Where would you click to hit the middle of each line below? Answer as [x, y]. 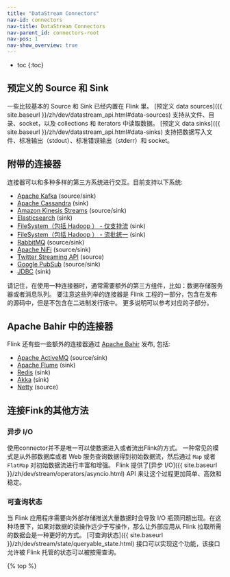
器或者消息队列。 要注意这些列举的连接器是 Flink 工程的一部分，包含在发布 [112, 294]
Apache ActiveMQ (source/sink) [62, 358]
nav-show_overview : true [42, 45]
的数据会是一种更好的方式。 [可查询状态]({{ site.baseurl [85, 535]
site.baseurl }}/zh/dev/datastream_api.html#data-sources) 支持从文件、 [108, 115]
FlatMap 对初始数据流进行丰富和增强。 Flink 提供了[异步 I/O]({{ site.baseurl [112, 465]
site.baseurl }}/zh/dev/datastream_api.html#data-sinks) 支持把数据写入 [107, 132]
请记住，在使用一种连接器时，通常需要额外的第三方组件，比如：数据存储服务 [115, 285]
